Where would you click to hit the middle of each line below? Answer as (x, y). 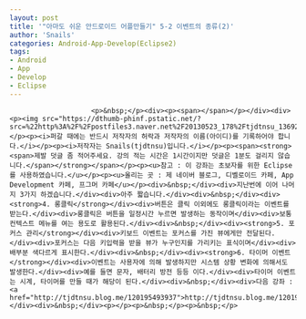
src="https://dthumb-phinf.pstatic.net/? (122, 118)
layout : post (34, 18)
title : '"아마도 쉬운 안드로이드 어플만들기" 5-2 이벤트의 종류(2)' (122, 26)
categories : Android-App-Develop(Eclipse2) (93, 43)
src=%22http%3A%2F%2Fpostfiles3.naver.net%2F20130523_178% (124, 127)
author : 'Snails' (42, 35)
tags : (20, 52)
